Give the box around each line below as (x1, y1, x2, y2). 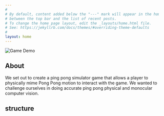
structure (5, 104, 34, 113)
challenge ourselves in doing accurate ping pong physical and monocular (5, 85, 153, 91)
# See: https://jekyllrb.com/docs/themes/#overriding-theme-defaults (5, 25, 150, 30)
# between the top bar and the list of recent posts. (5, 16, 117, 21)
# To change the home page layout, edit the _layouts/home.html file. (5, 20, 152, 26)
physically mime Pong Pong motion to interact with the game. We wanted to (5, 80, 158, 86)
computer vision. (5, 90, 39, 96)
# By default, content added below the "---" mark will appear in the (5, 12, 152, 17)
